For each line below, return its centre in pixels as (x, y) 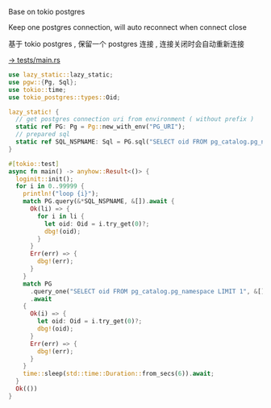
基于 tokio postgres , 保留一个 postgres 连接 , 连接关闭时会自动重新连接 (126, 44)
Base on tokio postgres (47, 12)
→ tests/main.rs (34, 60)
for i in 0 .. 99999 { (50, 186)
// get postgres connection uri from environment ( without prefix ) (135, 119)
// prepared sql (43, 135)
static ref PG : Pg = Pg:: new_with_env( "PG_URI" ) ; (100, 127)
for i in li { (61, 216)
